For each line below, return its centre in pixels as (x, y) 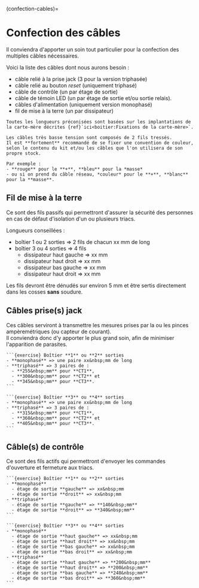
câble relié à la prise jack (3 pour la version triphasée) (81, 79)
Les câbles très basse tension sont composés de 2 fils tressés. (89, 137)
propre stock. (24, 153)
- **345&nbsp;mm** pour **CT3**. (53, 381)
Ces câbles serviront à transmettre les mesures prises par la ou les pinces (97, 325)
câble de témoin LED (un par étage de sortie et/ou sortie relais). (93, 98)
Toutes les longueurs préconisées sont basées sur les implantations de (99, 122)
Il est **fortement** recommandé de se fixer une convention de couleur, (100, 143)
